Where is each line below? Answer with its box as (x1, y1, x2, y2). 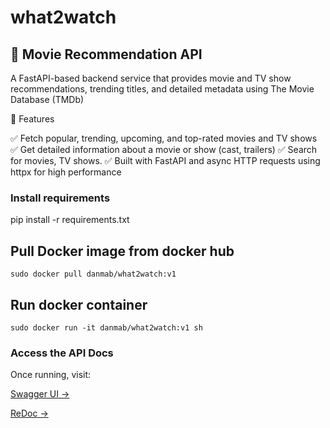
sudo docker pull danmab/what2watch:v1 (10, 269, 177, 280)
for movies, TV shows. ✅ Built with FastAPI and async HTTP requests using (10, 155, 321, 166)
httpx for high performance (10, 166, 122, 178)
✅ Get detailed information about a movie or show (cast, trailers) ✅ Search (10, 144, 318, 155)
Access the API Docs (10, 346, 114, 360)
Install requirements (10, 191, 111, 205)
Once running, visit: (10, 369, 92, 381)
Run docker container (10, 296, 148, 313)
